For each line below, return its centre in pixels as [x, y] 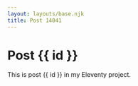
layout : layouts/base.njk [46, 14]
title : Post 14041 [34, 20]
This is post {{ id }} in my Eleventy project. [69, 75]
